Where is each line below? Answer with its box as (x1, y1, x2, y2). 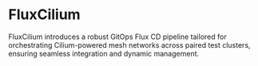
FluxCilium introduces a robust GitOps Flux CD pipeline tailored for (8, 32, 227, 41)
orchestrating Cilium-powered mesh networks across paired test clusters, (8, 40, 251, 49)
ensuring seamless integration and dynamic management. (8, 49, 200, 58)
